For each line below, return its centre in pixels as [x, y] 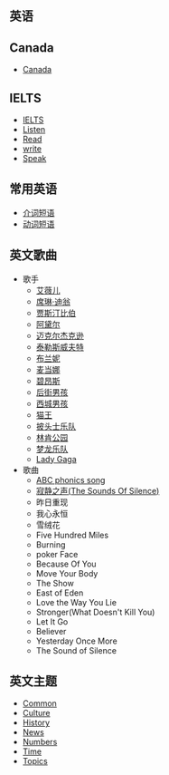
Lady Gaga [56, 459]
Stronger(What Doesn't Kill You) [95, 612]
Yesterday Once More [76, 641]
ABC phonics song [70, 480]
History [36, 722]
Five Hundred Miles [72, 535]
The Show [55, 583]
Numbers [40, 742]
